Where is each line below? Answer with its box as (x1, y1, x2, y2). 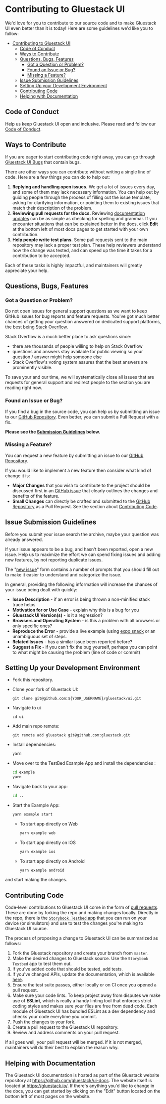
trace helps (12, 601, 36, 607)
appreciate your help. (5, 268, 49, 274)
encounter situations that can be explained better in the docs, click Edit (12, 221, 158, 227)
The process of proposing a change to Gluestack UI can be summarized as (5, 935, 159, 941)
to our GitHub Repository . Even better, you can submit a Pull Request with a (5, 414, 159, 419)
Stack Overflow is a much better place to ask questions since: (5, 334, 131, 340)
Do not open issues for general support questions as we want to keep (5, 308, 148, 314)
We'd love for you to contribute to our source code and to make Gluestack (5, 20, 157, 26)
